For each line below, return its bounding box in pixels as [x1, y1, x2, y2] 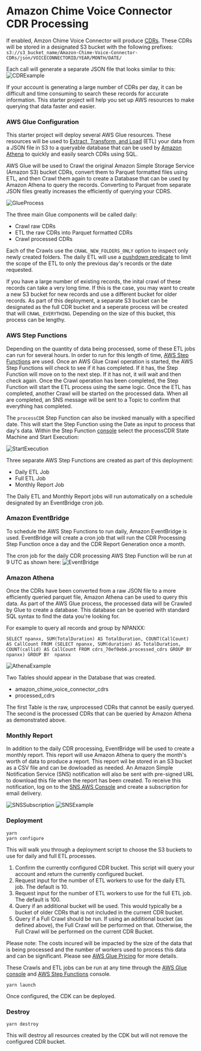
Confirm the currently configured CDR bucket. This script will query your [14, 864, 195, 871]
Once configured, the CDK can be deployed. [6, 992, 116, 999]
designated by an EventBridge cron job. [6, 499, 104, 506]
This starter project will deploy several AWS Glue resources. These [6, 131, 172, 139]
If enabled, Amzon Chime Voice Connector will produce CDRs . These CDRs [6, 37, 193, 44]
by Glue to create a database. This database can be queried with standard [6, 606, 190, 614]
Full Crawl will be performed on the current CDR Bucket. [14, 928, 154, 935]
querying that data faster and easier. [6, 102, 96, 109]
